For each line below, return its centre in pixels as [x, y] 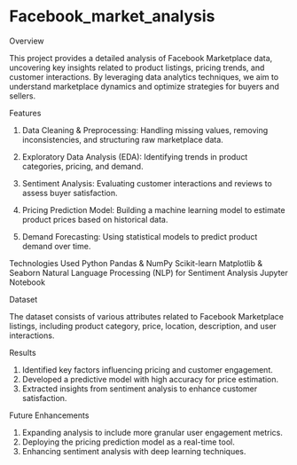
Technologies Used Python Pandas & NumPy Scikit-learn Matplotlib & [136, 263]
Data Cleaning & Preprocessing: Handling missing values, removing [145, 130]
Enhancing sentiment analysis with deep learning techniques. [134, 451]
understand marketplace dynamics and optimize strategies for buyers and [144, 86]
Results [23, 352]
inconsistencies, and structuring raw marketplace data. [122, 139]
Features [25, 113]
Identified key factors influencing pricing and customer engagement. [147, 369]
